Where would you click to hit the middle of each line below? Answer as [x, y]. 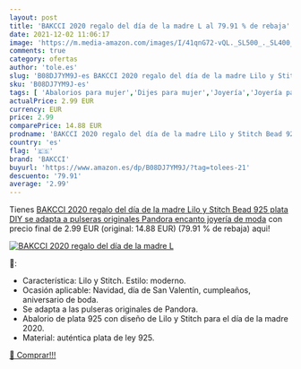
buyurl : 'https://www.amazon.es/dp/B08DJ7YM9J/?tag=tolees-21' [130, 167]
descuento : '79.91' [46, 176]
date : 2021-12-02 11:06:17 [60, 34]
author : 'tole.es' [43, 68]
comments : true [38, 51]
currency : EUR [36, 109]
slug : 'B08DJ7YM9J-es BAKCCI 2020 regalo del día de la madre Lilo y [142, 76]
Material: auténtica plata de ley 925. [88, 338]
